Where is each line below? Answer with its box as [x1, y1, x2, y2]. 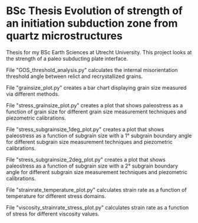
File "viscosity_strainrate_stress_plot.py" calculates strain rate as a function [6, 204, 189, 211]
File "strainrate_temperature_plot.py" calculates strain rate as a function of [6, 186, 187, 193]
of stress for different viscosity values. [6, 210, 100, 217]
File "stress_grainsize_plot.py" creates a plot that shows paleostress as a [6, 101, 183, 109]
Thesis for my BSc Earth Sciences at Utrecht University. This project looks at [6, 48, 192, 55]
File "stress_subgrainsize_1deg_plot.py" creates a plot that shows [6, 126, 164, 133]
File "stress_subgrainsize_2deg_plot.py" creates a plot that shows [6, 156, 166, 163]
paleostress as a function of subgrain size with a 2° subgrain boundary [6, 162, 179, 169]
